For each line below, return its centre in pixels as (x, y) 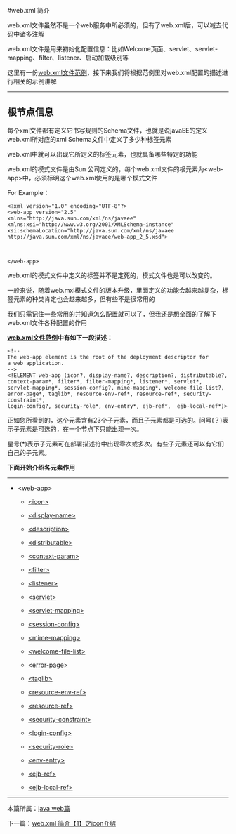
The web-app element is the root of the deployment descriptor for (108, 357)
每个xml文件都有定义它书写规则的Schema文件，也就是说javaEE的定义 (108, 130)
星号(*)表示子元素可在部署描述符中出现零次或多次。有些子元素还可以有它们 (116, 444)
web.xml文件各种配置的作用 (47, 322)
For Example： (28, 192)
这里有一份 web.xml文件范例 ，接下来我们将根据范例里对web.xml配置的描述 (115, 73)
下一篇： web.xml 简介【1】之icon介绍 (61, 823)
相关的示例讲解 (35, 81)
